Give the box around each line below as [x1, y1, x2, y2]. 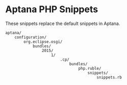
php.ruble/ [78, 66, 101, 71]
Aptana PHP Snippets [5, 4, 98, 15]
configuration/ [14, 35, 47, 40]
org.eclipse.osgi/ [23, 39, 63, 44]
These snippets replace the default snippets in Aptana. [5, 20, 120, 26]
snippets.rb [96, 75, 122, 80]
